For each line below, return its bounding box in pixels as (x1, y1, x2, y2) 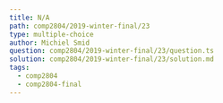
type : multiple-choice (9, 30, 94, 39)
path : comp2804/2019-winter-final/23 (9, 21, 150, 30)
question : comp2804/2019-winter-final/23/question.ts (9, 47, 215, 56)
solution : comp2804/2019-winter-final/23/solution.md (9, 55, 215, 64)
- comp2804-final (17, 80, 82, 89)
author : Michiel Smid (9, 38, 90, 47)
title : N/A (9, 13, 50, 22)
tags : (9, 64, 30, 73)
